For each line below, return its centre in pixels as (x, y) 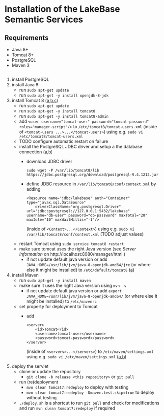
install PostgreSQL (30, 79)
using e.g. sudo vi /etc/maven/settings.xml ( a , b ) (76, 357)
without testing (41, 398)
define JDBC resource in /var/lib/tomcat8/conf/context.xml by (91, 184)
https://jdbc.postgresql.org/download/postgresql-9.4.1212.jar (92, 175)
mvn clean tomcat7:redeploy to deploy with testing (77, 387)
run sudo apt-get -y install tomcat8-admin (64, 116)
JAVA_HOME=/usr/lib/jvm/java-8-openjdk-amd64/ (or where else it (92, 296)
